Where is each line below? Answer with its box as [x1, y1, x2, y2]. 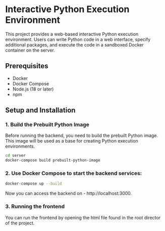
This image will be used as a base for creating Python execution [5, 138, 138, 144]
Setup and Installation [5, 106, 76, 115]
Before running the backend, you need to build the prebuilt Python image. [5, 132, 158, 138]
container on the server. [5, 47, 55, 53]
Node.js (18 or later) [12, 86, 54, 92]
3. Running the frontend [5, 203, 65, 210]
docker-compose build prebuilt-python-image [5, 158, 100, 163]
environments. [5, 143, 35, 150]
